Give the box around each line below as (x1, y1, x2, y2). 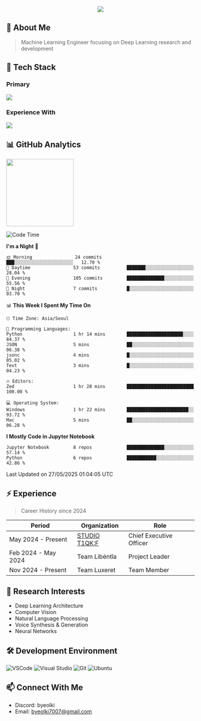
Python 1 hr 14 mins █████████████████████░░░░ (6, 331, 194, 337)
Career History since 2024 (20, 508, 87, 515)
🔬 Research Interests (6, 586, 86, 597)
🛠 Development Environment (6, 646, 118, 656)
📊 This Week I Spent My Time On (6, 301, 91, 308)
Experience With (6, 108, 56, 117)
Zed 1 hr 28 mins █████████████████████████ (6, 383, 194, 389)
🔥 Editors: (6, 378, 34, 384)
